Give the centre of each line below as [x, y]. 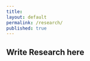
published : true [26, 28]
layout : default [26, 17]
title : [14, 12]
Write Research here [45, 52]
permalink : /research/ [34, 23]
